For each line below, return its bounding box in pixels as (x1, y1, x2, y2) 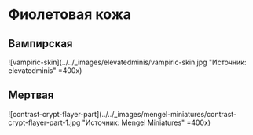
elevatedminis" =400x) (8, 66, 82, 75)
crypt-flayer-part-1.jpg (8, 118, 81, 127)
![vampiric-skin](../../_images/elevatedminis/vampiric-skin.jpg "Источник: (8, 57, 247, 67)
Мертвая (8, 89, 54, 102)
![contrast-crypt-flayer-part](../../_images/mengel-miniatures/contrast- (8, 109, 237, 119)
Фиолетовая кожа (8, 5, 132, 24)
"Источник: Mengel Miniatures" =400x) (82, 118, 211, 127)
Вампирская (8, 37, 73, 50)
